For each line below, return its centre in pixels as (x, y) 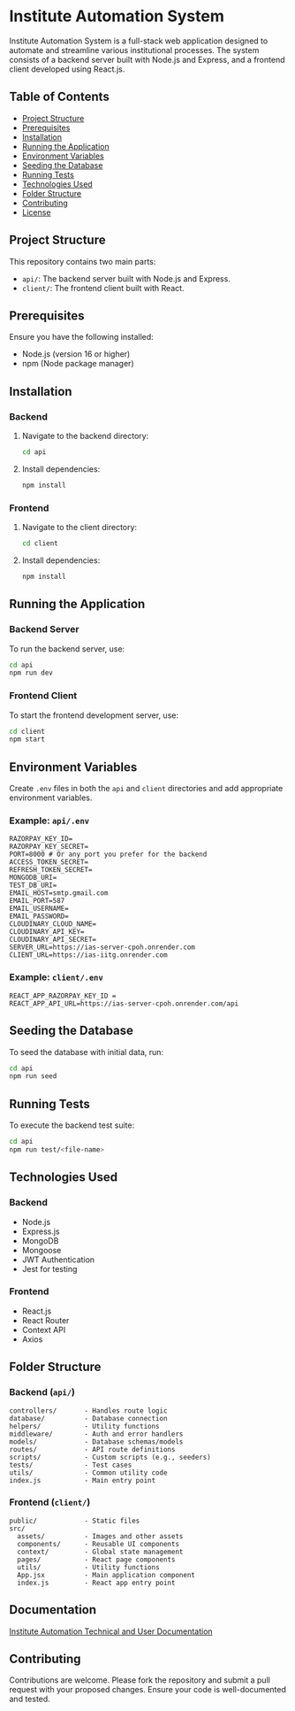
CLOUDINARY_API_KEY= (47, 932)
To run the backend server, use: (67, 649)
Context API (44, 1329)
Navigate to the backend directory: (85, 436)
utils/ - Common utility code (88, 1472)
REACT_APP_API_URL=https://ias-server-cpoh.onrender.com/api (124, 1003)
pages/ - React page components (96, 1560)
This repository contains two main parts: (83, 261)
